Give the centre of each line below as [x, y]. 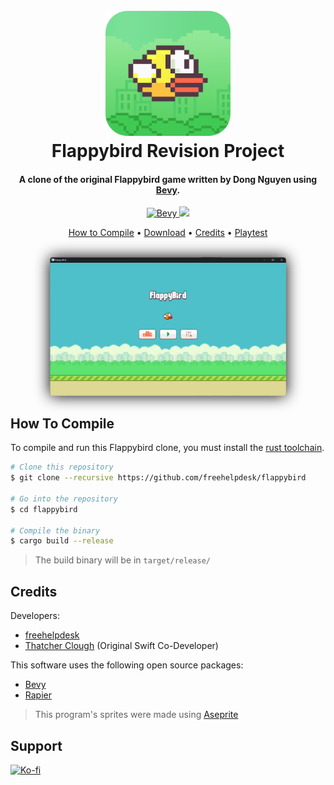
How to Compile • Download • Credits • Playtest [168, 233]
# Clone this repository [62, 467]
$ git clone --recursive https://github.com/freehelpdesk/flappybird [158, 478]
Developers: [35, 616]
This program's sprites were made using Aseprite [136, 715]
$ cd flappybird [44, 509]
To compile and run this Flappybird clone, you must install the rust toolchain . [167, 448]
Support [36, 745]
